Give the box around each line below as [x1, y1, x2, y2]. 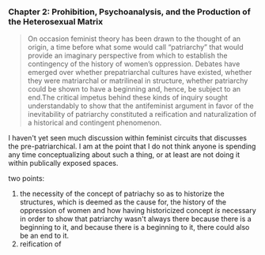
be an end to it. [19, 231, 70, 241]
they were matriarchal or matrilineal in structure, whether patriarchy [27, 76, 248, 85]
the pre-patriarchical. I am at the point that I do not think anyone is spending [8, 141, 256, 152]
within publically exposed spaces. [8, 159, 119, 168]
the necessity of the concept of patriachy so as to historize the [19, 189, 225, 199]
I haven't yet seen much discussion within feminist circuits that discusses [8, 133, 248, 143]
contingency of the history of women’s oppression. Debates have [27, 59, 240, 69]
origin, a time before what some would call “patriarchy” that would [27, 43, 244, 52]
